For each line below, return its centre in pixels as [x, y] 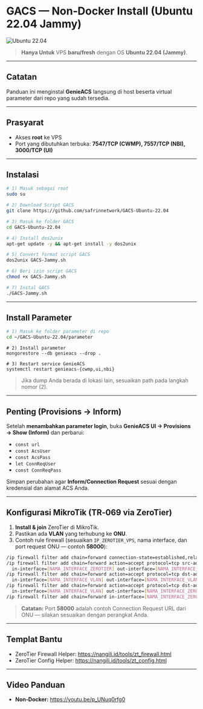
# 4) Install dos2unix [35, 238]
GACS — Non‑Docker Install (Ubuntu [100, 11]
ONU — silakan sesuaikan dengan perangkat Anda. [85, 615]
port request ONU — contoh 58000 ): [61, 546]
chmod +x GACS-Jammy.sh [36, 277]
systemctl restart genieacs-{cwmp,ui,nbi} [60, 370]
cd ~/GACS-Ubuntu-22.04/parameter [50, 337]
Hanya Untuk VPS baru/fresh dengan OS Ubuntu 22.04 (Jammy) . [104, 52]
